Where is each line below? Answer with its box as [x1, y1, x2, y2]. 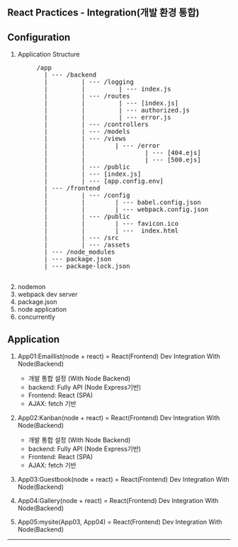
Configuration [7, 31, 71, 43]
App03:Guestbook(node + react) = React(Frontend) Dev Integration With [17, 475, 230, 484]
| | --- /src [43, 234, 119, 242]
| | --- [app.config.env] [43, 177, 164, 186]
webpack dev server [17, 290, 78, 299]
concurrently [17, 312, 55, 321]
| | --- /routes [43, 92, 130, 101]
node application [17, 305, 67, 314]
